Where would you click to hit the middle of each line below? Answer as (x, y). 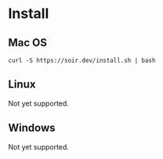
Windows (32, 128)
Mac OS (28, 43)
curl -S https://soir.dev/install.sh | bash (82, 60)
